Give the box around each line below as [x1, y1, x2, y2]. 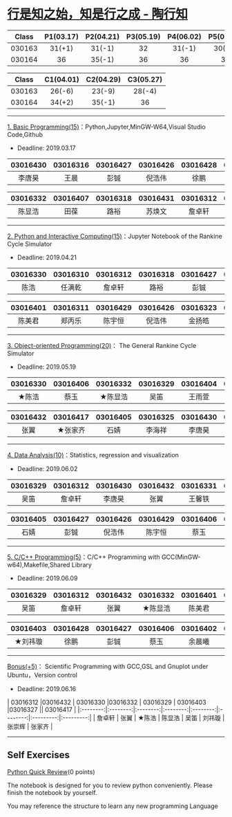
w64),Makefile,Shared [7, 560, 70, 569]
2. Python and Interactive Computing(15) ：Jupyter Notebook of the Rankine [7, 232, 222, 240]
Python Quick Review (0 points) [7, 767, 95, 775]
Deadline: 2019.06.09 [17, 573, 78, 582]
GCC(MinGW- [161, 553, 201, 561]
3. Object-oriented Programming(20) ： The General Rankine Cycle [7, 341, 197, 349]
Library [71, 560, 92, 569]
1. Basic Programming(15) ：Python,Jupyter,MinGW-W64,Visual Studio [7, 122, 206, 131]
